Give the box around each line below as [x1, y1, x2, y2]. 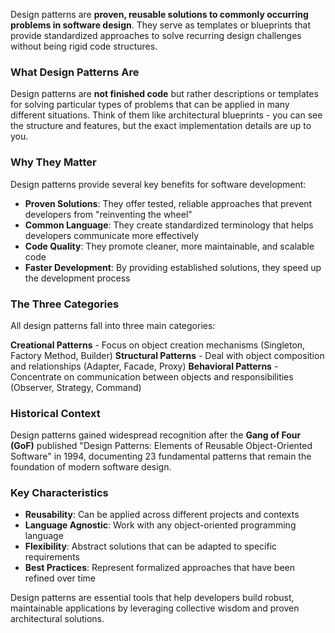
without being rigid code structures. [10, 40, 158, 52]
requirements [24, 551, 80, 563]
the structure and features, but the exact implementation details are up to [10, 120, 312, 132]
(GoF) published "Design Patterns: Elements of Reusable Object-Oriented [10, 440, 313, 452]
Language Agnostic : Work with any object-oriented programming [24, 519, 297, 531]
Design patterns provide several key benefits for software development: [10, 178, 307, 190]
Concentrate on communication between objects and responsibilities [10, 370, 294, 383]
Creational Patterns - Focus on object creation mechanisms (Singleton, [10, 339, 306, 351]
